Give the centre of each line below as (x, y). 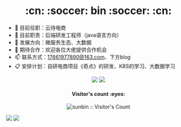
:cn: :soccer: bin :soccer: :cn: (98, 11)
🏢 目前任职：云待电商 (40, 28)
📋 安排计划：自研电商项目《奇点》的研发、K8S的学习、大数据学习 (95, 66)
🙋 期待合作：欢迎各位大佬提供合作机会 (61, 49)
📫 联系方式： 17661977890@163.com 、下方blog (72, 57)
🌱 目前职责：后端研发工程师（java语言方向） (68, 35)
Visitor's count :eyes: (98, 94)
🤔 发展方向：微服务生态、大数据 (53, 42)
